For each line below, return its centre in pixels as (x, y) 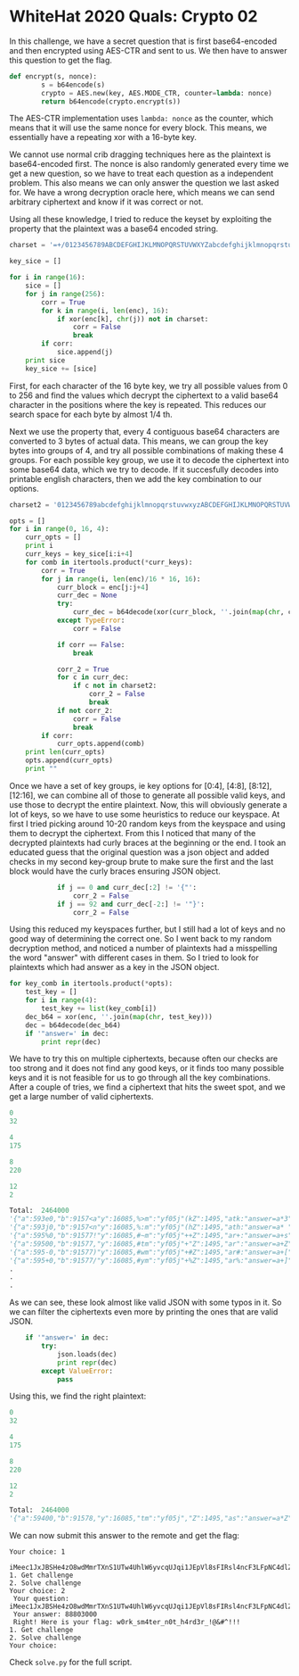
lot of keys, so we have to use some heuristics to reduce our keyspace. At (145, 814)
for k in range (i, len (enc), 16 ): (105, 311)
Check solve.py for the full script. (71, 1663)
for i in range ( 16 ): (48, 278)
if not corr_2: (85, 710)
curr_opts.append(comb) (101, 744)
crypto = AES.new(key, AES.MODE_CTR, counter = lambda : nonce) (157, 93)
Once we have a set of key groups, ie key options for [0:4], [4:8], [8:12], (141, 785)
